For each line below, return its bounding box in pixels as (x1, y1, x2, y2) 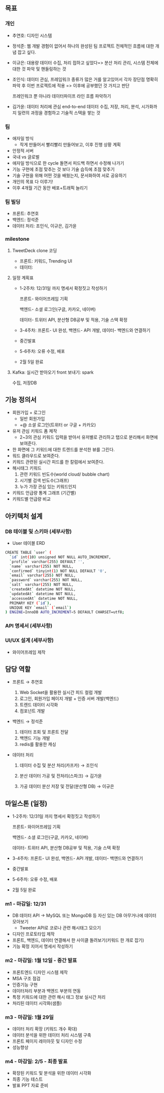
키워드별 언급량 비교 (12, 496, 51, 502)
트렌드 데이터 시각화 (19, 702, 58, 708)
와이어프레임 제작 (12, 649, 46, 655)
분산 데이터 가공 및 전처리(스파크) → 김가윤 (19, 773, 102, 779)
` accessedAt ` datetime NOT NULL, (9, 596, 78, 601)
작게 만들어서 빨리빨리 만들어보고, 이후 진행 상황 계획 (19, 141, 121, 147)
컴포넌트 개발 (19, 708, 45, 714)
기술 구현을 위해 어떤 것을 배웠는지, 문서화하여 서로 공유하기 (12, 172, 127, 178)
